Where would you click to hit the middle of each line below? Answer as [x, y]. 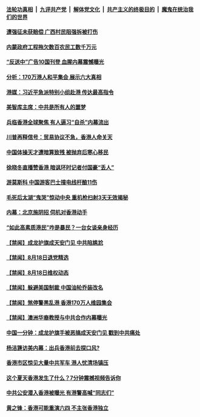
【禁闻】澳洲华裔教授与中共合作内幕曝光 [57, 318]
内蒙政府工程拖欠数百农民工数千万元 [52, 47]
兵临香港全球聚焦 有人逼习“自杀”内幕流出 [58, 122]
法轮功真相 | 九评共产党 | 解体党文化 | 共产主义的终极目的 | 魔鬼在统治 [97, 9]
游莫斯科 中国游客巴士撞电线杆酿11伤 [52, 182]
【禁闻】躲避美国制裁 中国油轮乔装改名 [55, 288]
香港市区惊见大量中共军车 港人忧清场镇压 [58, 363]
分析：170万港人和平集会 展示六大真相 [54, 77]
